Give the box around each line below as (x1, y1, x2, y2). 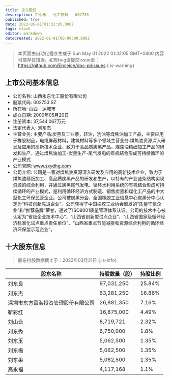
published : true (5, 17, 40, 22)
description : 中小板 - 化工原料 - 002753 (5, 12, 89, 17)
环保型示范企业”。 (17, 226, 55, 232)
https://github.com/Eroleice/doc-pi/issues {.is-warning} (17, 62, 135, 69)
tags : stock (5, 26, 31, 31)
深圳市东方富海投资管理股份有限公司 (8, 299, 95, 306)
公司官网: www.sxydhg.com (12, 163, 71, 169)
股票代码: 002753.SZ (12, 99, 57, 105)
